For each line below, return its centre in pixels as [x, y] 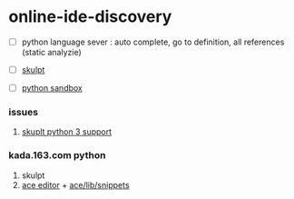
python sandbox [52, 88]
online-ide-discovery [90, 17]
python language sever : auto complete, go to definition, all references [153, 42]
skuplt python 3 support [67, 132]
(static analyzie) [52, 52]
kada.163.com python [57, 155]
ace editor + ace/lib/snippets [75, 184]
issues [23, 113]
